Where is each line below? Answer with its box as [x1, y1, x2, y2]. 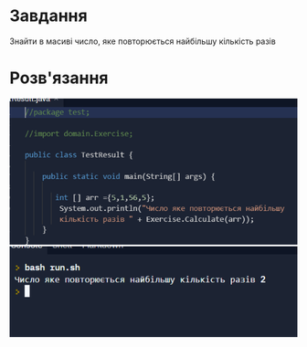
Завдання [9, 5, 89, 26]
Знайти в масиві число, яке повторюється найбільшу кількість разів [9, 36, 276, 47]
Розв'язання [9, 68, 109, 89]
